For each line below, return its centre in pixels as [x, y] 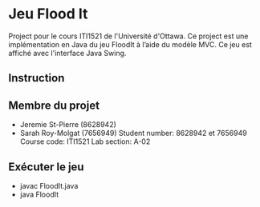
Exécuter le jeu [46, 167]
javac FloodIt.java [49, 185]
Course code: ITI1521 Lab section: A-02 [85, 141]
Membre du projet [54, 105]
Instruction [37, 78]
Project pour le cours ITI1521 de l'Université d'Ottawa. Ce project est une [128, 36]
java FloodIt [39, 194]
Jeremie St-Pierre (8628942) [68, 125]
